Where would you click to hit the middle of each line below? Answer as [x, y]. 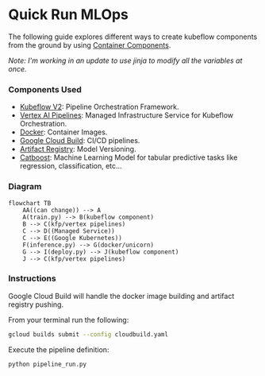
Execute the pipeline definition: [59, 349]
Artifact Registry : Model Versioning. [78, 149]
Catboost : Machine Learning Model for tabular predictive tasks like [129, 157]
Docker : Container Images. [63, 132]
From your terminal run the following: [69, 320]
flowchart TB [30, 203]
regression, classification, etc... [71, 166]
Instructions [33, 278]
